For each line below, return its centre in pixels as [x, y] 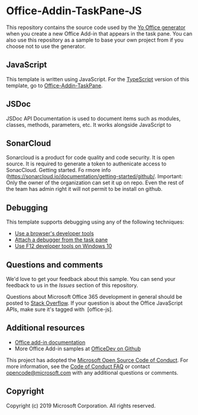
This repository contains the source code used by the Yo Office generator [96, 27]
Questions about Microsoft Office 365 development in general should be [94, 297]
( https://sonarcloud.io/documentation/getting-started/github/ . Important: [95, 177]
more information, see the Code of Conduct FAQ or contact [78, 366]
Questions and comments [55, 265]
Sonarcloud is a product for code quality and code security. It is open [90, 158]
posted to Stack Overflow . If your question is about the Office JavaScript [95, 303]
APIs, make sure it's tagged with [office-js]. [60, 309]
